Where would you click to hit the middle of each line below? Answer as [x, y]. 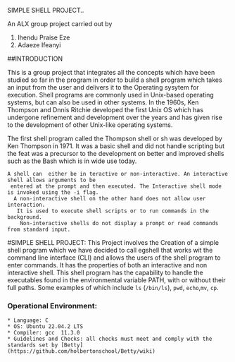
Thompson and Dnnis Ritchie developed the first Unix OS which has [106, 110]
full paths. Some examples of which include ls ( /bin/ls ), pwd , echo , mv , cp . [113, 288]
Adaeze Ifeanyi [39, 45]
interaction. [26, 205]
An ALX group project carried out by [60, 24]
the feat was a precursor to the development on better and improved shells [116, 153]
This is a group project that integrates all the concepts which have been [111, 72]
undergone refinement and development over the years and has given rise [115, 117]
